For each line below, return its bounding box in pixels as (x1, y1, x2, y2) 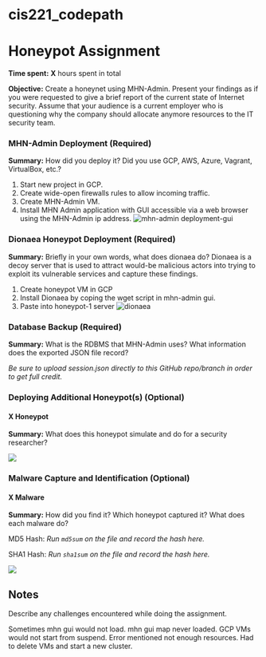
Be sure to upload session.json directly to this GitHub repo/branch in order (8, 363, 252, 373)
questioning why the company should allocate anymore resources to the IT (8, 109, 254, 119)
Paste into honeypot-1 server (19, 301, 115, 311)
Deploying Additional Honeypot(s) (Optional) (8, 391, 185, 402)
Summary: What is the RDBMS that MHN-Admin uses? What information (8, 339, 247, 349)
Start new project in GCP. (19, 180, 104, 189)
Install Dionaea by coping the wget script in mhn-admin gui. (19, 293, 216, 303)
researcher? (8, 437, 48, 448)
